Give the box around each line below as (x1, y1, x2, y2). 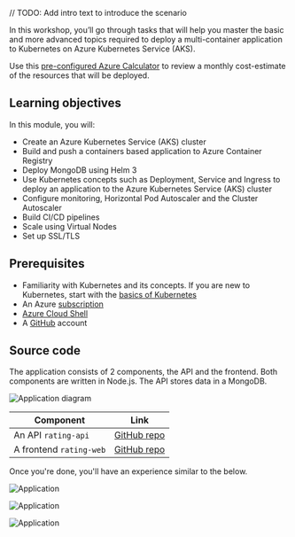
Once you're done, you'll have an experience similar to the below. (9, 466, 248, 477)
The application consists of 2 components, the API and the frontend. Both (9, 367, 278, 377)
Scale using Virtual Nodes (21, 221, 117, 231)
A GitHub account (21, 317, 88, 328)
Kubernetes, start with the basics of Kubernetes (21, 289, 198, 300)
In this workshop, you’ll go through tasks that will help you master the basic (9, 25, 284, 35)
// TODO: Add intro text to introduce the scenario (9, 8, 188, 18)
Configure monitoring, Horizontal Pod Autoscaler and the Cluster (21, 192, 259, 203)
